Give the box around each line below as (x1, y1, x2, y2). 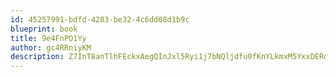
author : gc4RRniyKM (10, 42, 92, 53)
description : (10, 52, 65, 62)
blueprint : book (10, 24, 78, 34)
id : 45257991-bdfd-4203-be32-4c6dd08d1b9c (10, 14, 190, 25)
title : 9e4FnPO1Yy (10, 33, 87, 43)
